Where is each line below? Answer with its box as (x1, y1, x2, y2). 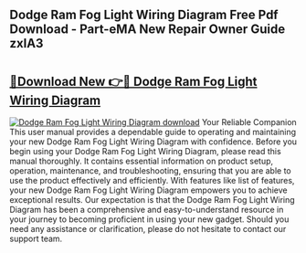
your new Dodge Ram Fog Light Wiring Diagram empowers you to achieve (9, 184, 288, 195)
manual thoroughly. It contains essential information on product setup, (9, 155, 274, 166)
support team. (9, 233, 63, 244)
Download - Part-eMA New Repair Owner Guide (9, 22, 286, 37)
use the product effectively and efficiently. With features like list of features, (9, 175, 295, 185)
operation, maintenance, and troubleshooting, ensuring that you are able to (9, 165, 292, 176)
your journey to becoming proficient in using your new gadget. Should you (9, 214, 290, 225)
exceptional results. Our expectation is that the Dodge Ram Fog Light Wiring (9, 195, 295, 205)
